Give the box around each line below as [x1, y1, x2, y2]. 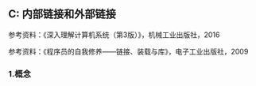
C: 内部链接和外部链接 [8, 7, 117, 21]
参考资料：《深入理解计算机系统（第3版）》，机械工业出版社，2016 [8, 30, 220, 39]
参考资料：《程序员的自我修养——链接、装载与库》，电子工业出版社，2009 [8, 47, 249, 56]
